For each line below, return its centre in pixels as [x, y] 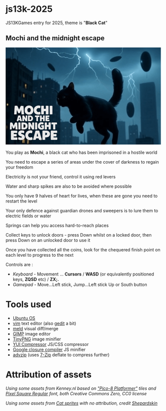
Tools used [29, 304]
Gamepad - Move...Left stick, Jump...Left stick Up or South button [80, 284]
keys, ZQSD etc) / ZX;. [36, 279]
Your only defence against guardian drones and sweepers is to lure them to [82, 210]
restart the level [21, 201]
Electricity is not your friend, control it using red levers [61, 176]
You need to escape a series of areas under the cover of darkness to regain [82, 162]
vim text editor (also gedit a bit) [44, 323]
